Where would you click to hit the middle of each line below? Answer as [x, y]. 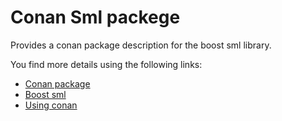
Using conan [51, 105]
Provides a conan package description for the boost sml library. [141, 45]
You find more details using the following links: [106, 64]
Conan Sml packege [95, 17]
